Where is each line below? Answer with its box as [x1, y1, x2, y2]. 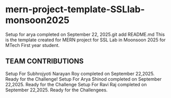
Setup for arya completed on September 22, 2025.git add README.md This [5, 31, 165, 37]
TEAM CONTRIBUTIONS [5, 57, 84, 66]
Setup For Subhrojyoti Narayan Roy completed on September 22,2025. [5, 70, 155, 77]
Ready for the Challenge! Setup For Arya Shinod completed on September [5, 76, 162, 82]
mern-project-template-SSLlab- [5, 4, 145, 15]
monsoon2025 [5, 14, 70, 26]
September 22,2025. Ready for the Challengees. [5, 87, 108, 93]
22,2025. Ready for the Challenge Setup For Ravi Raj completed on [5, 81, 147, 87]
